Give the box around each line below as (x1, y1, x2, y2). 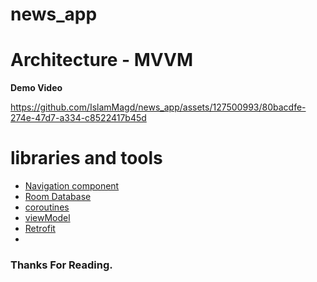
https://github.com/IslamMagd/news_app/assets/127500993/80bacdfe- (10, 101, 307, 113)
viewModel (24, 212, 71, 224)
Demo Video (10, 82, 63, 94)
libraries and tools (10, 147, 163, 170)
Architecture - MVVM (10, 49, 194, 72)
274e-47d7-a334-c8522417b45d (10, 112, 147, 124)
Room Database (24, 191, 92, 203)
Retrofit (24, 223, 56, 235)
